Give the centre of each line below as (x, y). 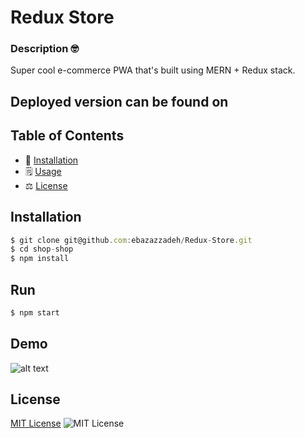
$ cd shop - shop (42, 249)
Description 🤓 (45, 49)
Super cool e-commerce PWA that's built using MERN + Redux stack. (153, 70)
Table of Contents (67, 136)
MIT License (36, 423)
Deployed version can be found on (119, 101)
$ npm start (35, 312)
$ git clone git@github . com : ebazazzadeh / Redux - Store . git (131, 240)
